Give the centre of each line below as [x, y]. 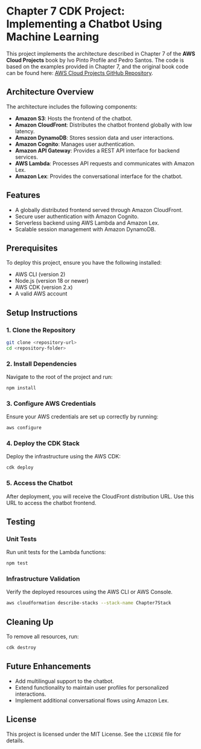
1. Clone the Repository [41, 330]
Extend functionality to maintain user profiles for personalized [92, 687]
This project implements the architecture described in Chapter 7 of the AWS [101, 53]
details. [15, 741]
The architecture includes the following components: [72, 107]
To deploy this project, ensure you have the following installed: [84, 263]
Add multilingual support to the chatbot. [64, 681]
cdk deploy [20, 467]
